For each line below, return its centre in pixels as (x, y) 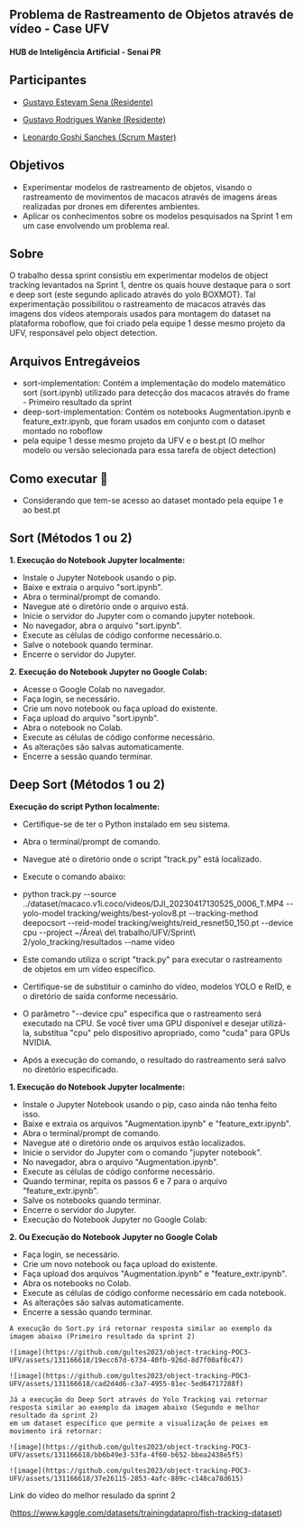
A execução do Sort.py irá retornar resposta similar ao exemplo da (141, 1328)
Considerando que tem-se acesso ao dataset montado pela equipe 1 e (153, 501)
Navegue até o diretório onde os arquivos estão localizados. (134, 1143)
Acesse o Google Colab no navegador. (94, 689)
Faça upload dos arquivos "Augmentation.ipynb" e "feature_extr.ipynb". (155, 1273)
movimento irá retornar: (56, 1431)
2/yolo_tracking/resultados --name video (99, 941)
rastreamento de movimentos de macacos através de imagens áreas (150, 197)
